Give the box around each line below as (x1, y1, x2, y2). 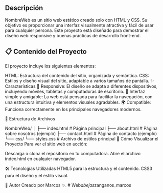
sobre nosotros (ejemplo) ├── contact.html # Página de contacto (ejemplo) (5, 130, 157, 137)
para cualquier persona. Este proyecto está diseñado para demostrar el (5, 27, 149, 33)
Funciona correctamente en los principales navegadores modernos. (5, 106, 142, 112)
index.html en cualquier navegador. (5, 156, 76, 162)
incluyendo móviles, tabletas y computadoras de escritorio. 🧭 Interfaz (5, 88, 145, 94)
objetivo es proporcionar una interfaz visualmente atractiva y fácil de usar (5, 22, 154, 28)
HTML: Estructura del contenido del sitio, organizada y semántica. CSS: (5, 72, 149, 78)
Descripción (5, 4, 43, 12)
